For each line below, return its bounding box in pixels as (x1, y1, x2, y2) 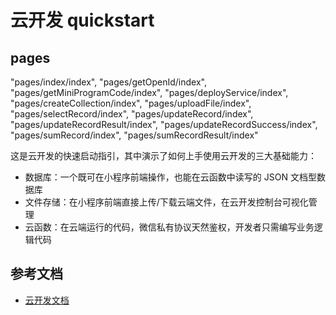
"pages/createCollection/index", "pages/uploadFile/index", (10, 97, 252, 109)
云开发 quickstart (10, 9, 155, 32)
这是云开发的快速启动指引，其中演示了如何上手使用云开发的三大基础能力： (10, 150, 317, 161)
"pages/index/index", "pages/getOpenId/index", (10, 76, 207, 88)
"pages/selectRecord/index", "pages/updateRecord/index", (10, 108, 254, 120)
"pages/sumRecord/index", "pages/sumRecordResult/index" (10, 129, 259, 141)
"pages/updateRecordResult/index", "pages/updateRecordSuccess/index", (10, 119, 318, 130)
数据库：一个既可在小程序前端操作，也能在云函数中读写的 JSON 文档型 (24, 171, 317, 183)
